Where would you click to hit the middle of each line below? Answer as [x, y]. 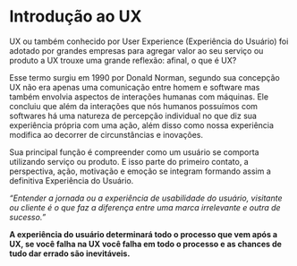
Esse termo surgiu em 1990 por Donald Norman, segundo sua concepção [144, 77]
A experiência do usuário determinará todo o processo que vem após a [144, 234]
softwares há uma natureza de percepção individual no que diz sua [133, 116]
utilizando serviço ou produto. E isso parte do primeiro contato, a [129, 161]
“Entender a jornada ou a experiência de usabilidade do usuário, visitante [146, 198]
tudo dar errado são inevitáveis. [70, 253]
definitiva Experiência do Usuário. [72, 180]
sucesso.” [28, 217]
